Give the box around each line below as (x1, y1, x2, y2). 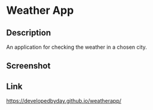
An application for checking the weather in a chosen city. (6, 43, 147, 50)
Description (6, 28, 51, 38)
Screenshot (6, 61, 51, 71)
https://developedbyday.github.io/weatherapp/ (6, 97, 122, 105)
